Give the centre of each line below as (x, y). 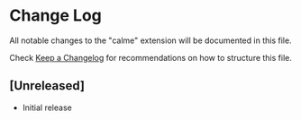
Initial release (47, 107)
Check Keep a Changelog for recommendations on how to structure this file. (151, 57)
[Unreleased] (47, 86)
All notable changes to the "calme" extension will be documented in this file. (150, 40)
